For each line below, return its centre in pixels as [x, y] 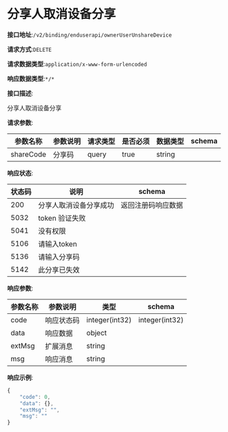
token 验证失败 [62, 218]
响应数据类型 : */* [31, 78]
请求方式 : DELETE [29, 49]
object [96, 333]
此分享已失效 [59, 270]
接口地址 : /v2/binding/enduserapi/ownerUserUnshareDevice [90, 35]
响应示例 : [20, 377]
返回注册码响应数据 [152, 205]
